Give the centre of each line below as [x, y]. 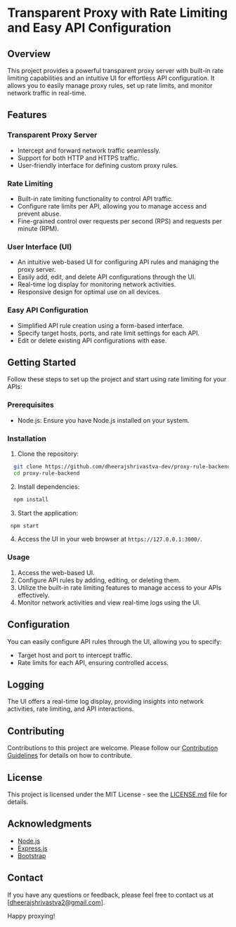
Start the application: [48, 513]
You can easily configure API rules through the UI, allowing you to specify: [114, 641]
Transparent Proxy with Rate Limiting [118, 13]
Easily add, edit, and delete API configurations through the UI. [107, 277]
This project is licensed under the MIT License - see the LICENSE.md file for [117, 794]
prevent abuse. [39, 213]
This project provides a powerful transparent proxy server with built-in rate [115, 71]
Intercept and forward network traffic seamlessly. [89, 150]
